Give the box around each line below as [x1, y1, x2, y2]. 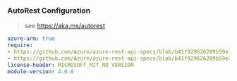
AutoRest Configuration [7, 6, 91, 15]
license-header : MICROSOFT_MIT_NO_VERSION [7, 61, 134, 68]
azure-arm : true [7, 35, 55, 42]
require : [7, 42, 33, 49]
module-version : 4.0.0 [7, 68, 74, 75]
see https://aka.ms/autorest [24, 22, 106, 30]
